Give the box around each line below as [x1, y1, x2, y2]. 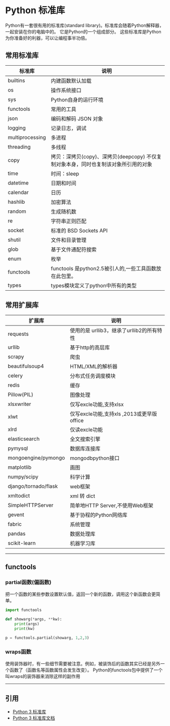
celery [8, 372, 23, 379]
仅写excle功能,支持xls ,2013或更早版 [70, 410, 157, 417]
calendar [8, 189, 29, 196]
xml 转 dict [70, 492, 95, 500]
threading [8, 143, 31, 150]
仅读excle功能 [70, 426, 103, 433]
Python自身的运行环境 [51, 96, 104, 103]
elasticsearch [8, 435, 40, 442]
